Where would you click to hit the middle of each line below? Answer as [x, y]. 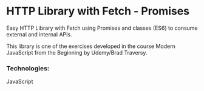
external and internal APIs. [39, 34]
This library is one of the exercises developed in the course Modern [91, 46]
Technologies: [28, 68]
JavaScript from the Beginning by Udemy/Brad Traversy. [77, 52]
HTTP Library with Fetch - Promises [98, 11]
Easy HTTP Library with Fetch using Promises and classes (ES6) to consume [102, 28]
